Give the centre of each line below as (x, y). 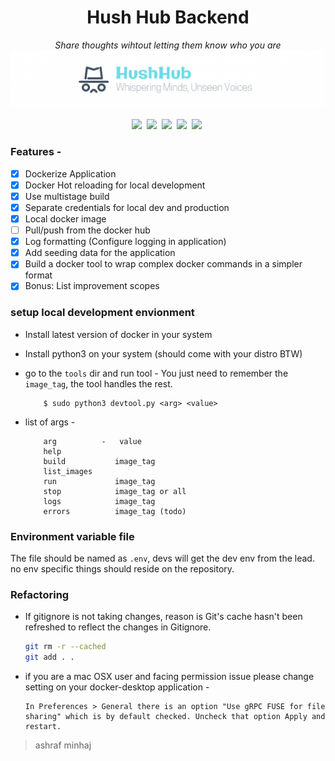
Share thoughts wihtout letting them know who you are (168, 45)
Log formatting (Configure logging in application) (125, 242)
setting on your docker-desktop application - (117, 687)
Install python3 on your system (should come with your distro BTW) (163, 353)
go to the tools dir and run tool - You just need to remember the (156, 373)
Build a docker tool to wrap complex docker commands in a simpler (163, 264)
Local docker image (65, 219)
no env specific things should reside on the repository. (122, 568)
